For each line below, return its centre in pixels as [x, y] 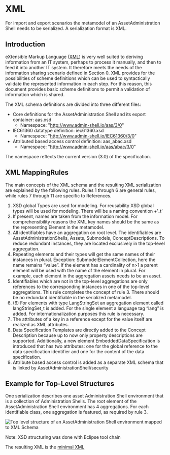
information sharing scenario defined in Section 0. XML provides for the [80, 73]
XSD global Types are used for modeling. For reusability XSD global [83, 205]
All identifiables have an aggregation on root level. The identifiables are [87, 233]
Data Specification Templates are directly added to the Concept [79, 330]
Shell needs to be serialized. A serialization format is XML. [66, 28]
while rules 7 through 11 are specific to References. [58, 195]
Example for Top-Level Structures [60, 383]
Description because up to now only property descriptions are [78, 335]
